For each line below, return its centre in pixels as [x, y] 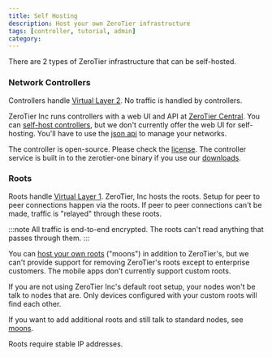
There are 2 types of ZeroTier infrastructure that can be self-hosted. [123, 62]
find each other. [35, 303]
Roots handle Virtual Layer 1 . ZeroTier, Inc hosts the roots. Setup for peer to [134, 196]
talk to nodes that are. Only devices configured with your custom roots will [133, 295]
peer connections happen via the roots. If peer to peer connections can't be [135, 204]
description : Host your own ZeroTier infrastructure [99, 24]
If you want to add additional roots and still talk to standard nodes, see [126, 319]
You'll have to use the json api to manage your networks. [132, 133]
